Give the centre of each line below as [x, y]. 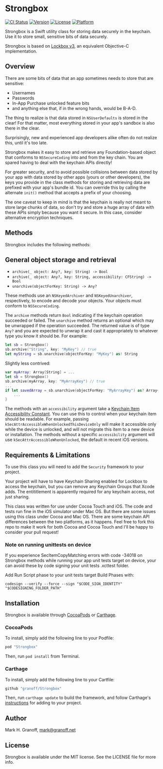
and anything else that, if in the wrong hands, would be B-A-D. [74, 108]
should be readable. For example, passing [47, 419]
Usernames [24, 92]
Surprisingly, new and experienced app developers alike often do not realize [81, 137]
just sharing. [17, 496]
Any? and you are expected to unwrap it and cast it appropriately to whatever [81, 331]
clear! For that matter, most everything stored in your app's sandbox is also [80, 123]
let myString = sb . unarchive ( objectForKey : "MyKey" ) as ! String [71, 354]
